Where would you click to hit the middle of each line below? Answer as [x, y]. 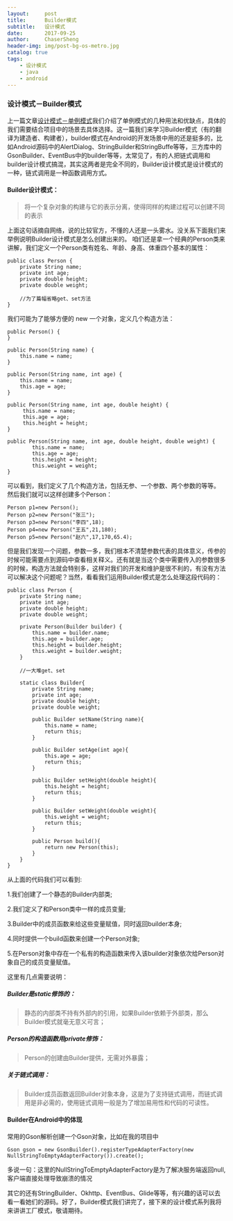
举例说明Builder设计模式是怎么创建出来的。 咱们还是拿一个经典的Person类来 [116, 239]
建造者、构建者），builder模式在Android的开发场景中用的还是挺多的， [118, 138]
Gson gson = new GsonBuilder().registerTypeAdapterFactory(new [101, 1149]
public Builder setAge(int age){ [80, 750]
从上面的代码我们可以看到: [45, 879]
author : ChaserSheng [43, 40]
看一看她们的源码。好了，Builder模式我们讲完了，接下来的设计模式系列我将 [114, 1202]
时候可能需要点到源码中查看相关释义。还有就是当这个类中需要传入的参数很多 [116, 559]
